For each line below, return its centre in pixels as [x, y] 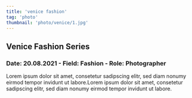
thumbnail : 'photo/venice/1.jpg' [47, 22]
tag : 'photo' [22, 17]
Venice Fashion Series [48, 46]
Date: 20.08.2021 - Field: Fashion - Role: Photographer [86, 63]
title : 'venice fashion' [37, 12]
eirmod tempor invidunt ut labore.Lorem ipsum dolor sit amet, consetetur [95, 83]
